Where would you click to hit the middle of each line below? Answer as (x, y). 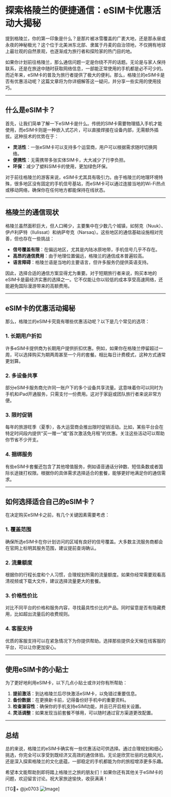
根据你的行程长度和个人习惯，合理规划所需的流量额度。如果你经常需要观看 (83, 574)
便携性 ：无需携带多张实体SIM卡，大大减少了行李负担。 (70, 160)
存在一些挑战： (38, 238)
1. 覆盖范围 (18, 529)
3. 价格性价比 (21, 595)
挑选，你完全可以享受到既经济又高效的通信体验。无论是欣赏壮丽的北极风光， (85, 755)
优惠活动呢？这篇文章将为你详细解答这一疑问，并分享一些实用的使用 (85, 81)
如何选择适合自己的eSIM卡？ (50, 502)
